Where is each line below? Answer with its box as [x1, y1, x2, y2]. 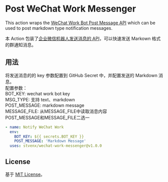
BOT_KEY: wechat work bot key [5, 90, 70, 96]
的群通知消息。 [5, 41, 36, 48]
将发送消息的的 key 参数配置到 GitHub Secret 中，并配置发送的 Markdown [5, 72, 158, 78]
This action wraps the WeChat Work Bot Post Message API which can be [5, 20, 155, 26]
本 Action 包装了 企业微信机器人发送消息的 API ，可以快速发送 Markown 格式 [5, 35, 161, 41]
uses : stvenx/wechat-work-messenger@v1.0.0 [10, 143, 102, 149]
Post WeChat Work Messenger [5, 3, 136, 15]
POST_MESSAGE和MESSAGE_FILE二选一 [5, 114, 90, 120]
